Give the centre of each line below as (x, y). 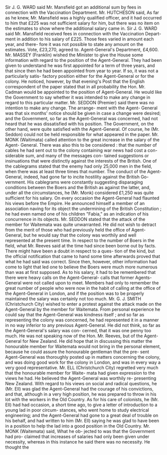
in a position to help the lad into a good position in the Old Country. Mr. (78, 426)
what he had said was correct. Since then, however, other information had (81, 262)
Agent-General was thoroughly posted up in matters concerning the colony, (83, 357)
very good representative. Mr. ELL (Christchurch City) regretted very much (82, 368)
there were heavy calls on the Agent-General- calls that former (70, 277)
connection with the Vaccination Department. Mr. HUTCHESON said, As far (82, 12)
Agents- (144, 277)
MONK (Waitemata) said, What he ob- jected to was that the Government (80, 431)
